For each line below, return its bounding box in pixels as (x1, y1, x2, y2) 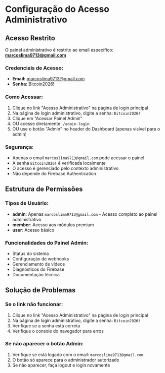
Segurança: (5, 143, 34, 150)
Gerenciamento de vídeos (12, 261, 65, 267)
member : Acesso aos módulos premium (12, 222, 94, 228)
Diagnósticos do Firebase (12, 266, 65, 272)
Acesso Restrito (5, 34, 55, 42)
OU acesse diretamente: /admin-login (12, 121, 90, 126)
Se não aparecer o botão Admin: (5, 340, 84, 347)
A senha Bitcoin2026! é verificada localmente (12, 160, 106, 166)
